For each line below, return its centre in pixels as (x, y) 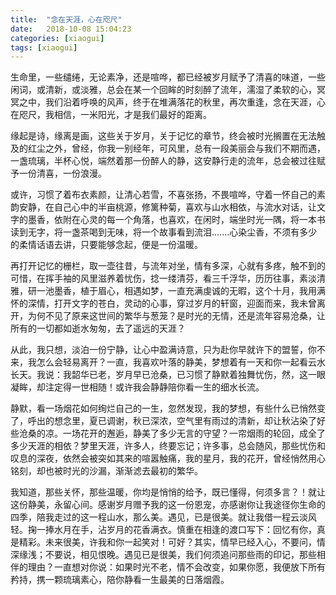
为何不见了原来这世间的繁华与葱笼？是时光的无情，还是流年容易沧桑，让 (176, 316)
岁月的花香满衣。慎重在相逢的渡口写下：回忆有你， (211, 530)
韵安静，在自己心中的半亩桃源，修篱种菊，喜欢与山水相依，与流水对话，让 (163, 207)
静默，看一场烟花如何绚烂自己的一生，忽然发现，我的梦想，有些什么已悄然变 (168, 408)
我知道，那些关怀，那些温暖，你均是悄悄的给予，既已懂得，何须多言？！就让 (168, 492)
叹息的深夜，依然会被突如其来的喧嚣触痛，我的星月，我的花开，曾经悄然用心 (168, 458)
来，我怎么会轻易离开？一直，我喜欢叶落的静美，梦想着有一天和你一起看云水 (168, 362)
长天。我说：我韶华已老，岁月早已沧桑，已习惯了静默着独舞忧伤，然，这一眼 (168, 375)
